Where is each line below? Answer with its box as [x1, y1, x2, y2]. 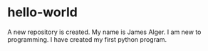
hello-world [7, 4, 78, 21]
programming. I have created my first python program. [7, 35, 167, 43]
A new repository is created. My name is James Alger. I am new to [7, 28, 202, 36]
